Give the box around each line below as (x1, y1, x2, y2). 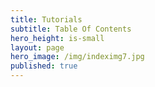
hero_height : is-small (10, 33, 105, 43)
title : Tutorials (10, 14, 83, 25)
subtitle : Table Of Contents (10, 24, 132, 34)
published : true (10, 61, 78, 71)
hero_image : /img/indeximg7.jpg (10, 52, 145, 62)
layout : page (10, 42, 65, 53)
